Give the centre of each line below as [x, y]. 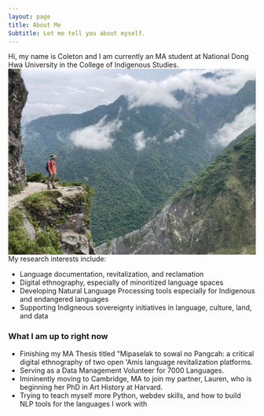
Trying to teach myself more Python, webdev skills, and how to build [130, 395]
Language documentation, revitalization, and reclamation [112, 274]
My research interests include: [57, 259]
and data [34, 316]
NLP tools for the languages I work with [83, 403]
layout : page [29, 17]
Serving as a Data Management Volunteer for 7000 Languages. [122, 370]
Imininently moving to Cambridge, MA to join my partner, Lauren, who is [136, 378]
